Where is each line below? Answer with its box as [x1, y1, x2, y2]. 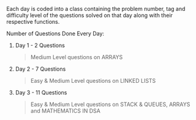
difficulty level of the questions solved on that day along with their [6, 12, 173, 19]
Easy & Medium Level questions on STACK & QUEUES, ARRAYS [30, 101, 190, 108]
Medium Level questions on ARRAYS [30, 54, 123, 60]
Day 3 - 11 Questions [15, 89, 67, 96]
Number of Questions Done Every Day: [6, 30, 105, 37]
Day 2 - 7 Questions [15, 65, 66, 72]
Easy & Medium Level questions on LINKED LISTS [30, 77, 156, 84]
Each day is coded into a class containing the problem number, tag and [6, 5, 186, 12]
